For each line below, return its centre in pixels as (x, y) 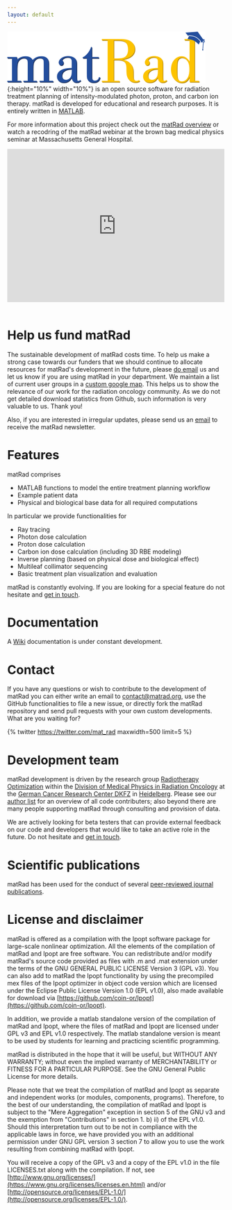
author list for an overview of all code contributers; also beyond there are (112, 802)
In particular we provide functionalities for (67, 516)
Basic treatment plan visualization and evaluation (87, 574)
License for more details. (43, 1077)
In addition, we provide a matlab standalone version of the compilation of (111, 1019)
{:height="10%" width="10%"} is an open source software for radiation (108, 89)
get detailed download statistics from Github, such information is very (107, 399)
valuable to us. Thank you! (45, 406)
